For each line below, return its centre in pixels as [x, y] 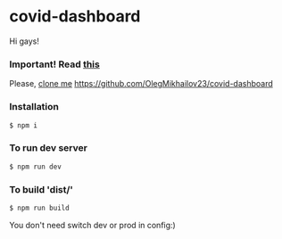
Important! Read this [54, 64]
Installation [34, 107]
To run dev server [48, 148]
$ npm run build [39, 208]
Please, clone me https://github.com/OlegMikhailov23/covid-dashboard [141, 84]
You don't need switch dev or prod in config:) [92, 225]
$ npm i [24, 125]
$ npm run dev [36, 167]
